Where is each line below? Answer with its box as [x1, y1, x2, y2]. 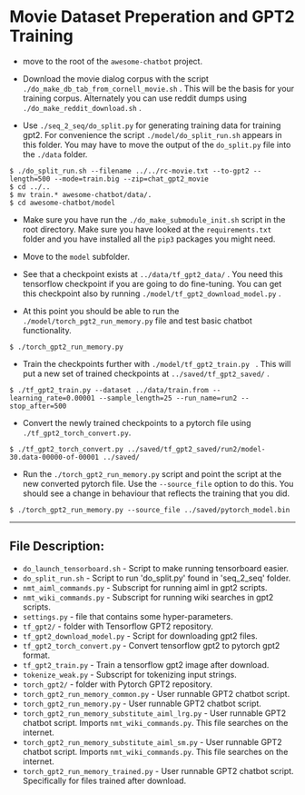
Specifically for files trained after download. [22, 775, 187, 786]
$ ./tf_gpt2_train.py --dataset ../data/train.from [9, 385, 209, 394]
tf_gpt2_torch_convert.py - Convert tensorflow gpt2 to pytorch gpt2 [22, 640, 280, 651]
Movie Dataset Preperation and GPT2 [9, 6, 295, 27]
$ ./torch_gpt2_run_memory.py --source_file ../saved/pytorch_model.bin [9, 505, 290, 514]
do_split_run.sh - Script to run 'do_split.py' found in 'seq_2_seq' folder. [22, 572, 291, 583]
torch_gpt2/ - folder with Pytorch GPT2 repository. [22, 679, 213, 690]
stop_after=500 [9, 402, 67, 411]
